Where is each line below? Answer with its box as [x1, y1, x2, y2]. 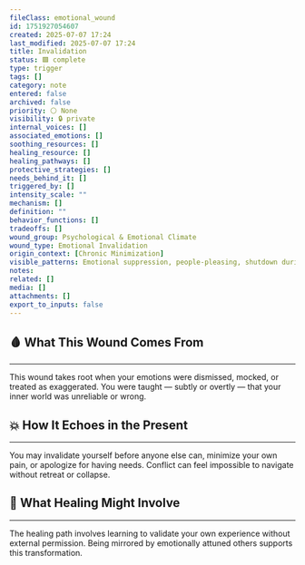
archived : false [9, 97, 71, 107]
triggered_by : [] [9, 182, 75, 191]
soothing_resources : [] [9, 140, 100, 149]
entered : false [9, 89, 67, 98]
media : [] [9, 283, 47, 292]
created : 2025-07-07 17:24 [9, 30, 112, 39]
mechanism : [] [9, 199, 64, 209]
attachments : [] [9, 291, 71, 300]
